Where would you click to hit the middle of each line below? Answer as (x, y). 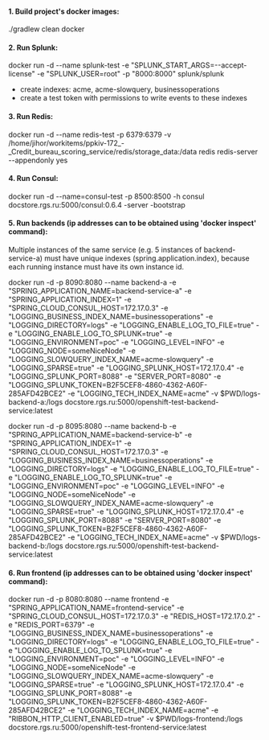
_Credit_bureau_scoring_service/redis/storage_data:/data (103, 151)
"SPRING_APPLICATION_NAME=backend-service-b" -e (100, 435)
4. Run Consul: (33, 179)
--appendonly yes (38, 160)
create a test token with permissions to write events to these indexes (133, 98)
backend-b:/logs (36, 546)
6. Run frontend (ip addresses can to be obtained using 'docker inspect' (130, 573)
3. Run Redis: (31, 116)
